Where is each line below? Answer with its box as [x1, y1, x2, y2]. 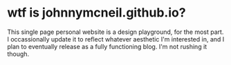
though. [7, 50, 30, 58]
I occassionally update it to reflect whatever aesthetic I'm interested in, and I [7, 35, 225, 43]
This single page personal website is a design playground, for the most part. [7, 28, 224, 36]
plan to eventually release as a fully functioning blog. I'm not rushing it [7, 42, 207, 50]
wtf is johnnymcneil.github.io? [7, 5, 186, 21]
